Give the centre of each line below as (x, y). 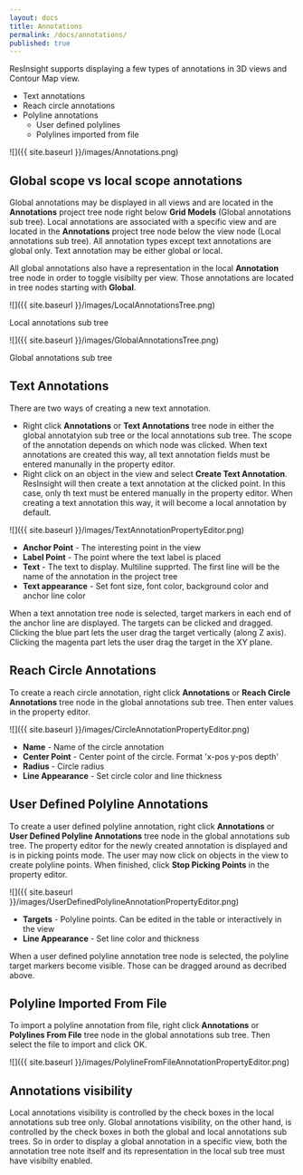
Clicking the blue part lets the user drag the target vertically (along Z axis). (148, 632)
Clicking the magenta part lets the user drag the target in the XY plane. (141, 642)
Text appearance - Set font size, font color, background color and (146, 586)
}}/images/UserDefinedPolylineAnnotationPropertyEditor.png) (124, 901)
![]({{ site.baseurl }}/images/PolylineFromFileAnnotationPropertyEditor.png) (150, 1063)
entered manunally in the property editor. (99, 464)
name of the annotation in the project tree (100, 576)
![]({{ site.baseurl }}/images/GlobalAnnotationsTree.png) (114, 340)
